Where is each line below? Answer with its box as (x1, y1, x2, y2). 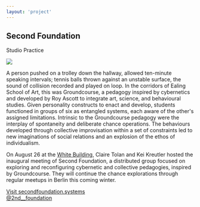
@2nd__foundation (6, 194, 53, 202)
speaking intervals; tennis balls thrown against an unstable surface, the (6, 76, 181, 83)
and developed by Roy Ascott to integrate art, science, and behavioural (6, 95, 181, 102)
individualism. (6, 139, 41, 147)
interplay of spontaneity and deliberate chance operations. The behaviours (6, 120, 190, 127)
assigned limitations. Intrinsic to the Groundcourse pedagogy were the (6, 114, 180, 121)
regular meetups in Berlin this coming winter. (6, 176, 116, 184)
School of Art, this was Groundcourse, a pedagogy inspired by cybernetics (6, 89, 190, 96)
